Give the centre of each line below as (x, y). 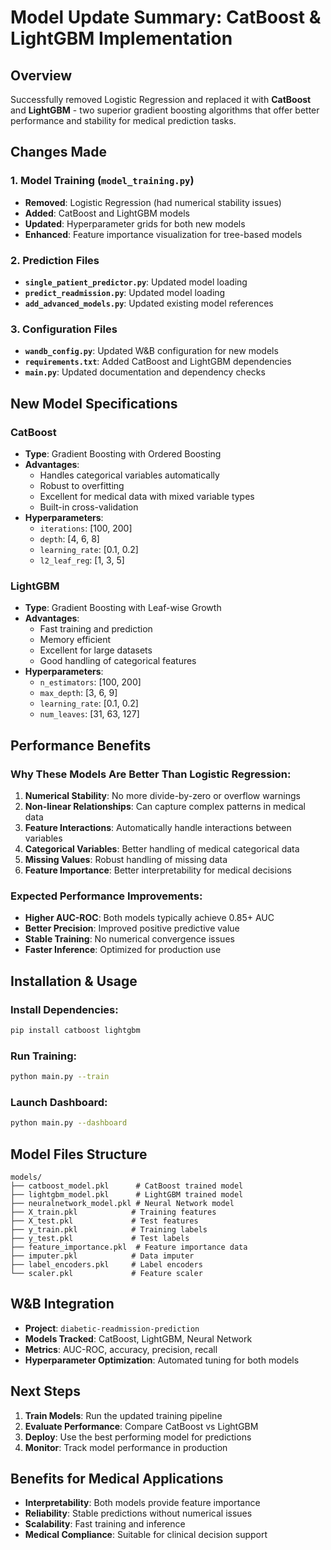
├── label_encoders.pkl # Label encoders (106, 1264)
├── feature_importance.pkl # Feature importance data (129, 1247)
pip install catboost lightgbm (75, 1030)
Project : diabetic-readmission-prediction (112, 1328)
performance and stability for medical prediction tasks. (123, 120)
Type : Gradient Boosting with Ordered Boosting (123, 453)
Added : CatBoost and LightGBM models (107, 213)
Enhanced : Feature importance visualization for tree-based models (163, 234)
